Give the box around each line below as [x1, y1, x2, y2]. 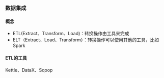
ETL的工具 [5, 55, 27, 61]
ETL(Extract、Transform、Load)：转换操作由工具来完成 [12, 31, 129, 37]
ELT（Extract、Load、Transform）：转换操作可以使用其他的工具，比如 [12, 37, 159, 43]
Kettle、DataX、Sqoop [5, 67, 53, 73]
